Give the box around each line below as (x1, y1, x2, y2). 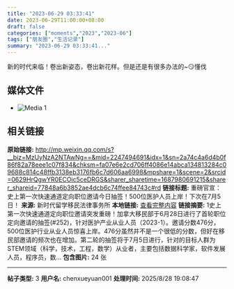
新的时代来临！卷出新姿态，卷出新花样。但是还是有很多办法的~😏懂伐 (7, 63, 207, 70)
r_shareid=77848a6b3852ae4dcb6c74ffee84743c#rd (7, 183, 162, 192)
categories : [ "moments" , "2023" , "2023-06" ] (7, 29, 132, 37)
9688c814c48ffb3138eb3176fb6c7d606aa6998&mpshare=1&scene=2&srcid (7, 167, 226, 176)
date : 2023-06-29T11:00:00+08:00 (7, 17, 104, 24)
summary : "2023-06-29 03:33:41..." (7, 42, 111, 49)
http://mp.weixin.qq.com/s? (35, 145, 115, 154)
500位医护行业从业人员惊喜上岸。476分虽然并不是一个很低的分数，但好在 (7, 226, 219, 235)
